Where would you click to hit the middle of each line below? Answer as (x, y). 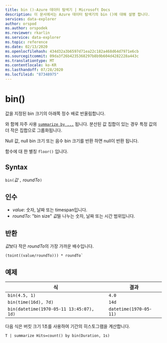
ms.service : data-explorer (33, 38)
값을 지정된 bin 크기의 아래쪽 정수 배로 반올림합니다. (55, 113)
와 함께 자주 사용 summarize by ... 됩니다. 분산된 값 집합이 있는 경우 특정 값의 (81, 124)
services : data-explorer (31, 19)
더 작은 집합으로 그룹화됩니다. (34, 130)
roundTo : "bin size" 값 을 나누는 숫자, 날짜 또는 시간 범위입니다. (74, 216)
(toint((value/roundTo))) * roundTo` (44, 256)
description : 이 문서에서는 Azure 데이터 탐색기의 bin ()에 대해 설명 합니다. (78, 14)
